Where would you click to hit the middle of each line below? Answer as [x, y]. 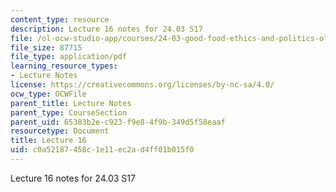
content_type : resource [60, 19]
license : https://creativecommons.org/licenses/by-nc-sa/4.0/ [142, 85]
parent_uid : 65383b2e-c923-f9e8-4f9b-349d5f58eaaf [118, 122]
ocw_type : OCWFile [48, 94]
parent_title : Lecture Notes [71, 103]
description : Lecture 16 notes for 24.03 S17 [106, 29]
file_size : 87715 [46, 47]
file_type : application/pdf [69, 57]
